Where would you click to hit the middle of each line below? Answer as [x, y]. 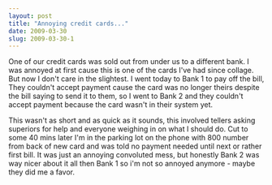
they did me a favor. [42, 172]
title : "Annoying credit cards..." [69, 24]
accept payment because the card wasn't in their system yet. [111, 105]
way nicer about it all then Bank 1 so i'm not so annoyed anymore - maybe [132, 164]
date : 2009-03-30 [38, 31]
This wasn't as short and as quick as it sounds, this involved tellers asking [132, 120]
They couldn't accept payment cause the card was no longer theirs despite [134, 88]
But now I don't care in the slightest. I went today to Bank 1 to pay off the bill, [136, 79]
